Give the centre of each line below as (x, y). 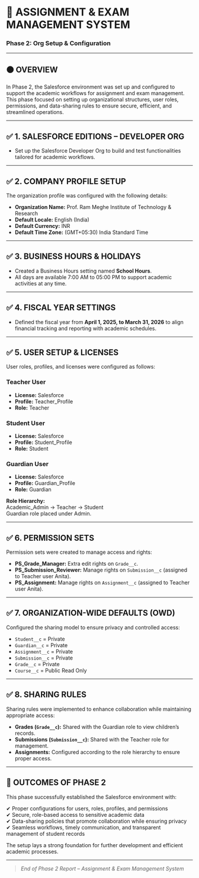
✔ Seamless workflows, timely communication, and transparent (84, 827)
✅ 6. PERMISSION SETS (50, 538)
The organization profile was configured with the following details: (87, 195)
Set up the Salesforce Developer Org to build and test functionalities (98, 151)
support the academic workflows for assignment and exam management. (95, 93)
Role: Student (31, 448)
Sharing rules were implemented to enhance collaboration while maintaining (99, 709)
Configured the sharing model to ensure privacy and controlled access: (93, 627)
